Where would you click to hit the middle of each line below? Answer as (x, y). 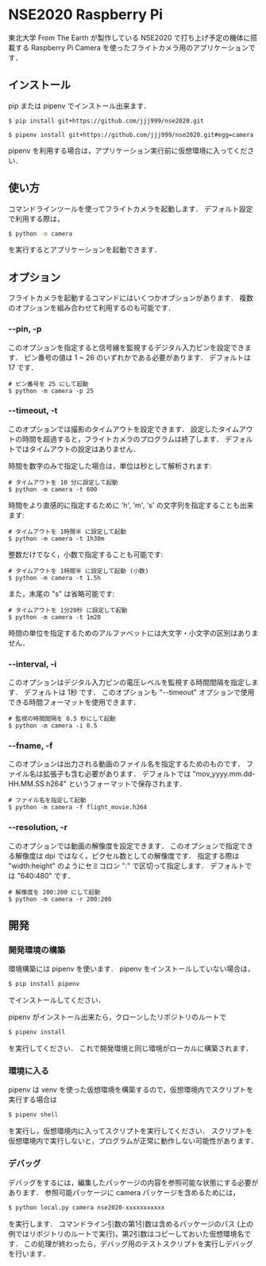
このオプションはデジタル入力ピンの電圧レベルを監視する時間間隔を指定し (130, 683)
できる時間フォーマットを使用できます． (74, 703)
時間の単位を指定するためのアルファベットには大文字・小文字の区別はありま (133, 633)
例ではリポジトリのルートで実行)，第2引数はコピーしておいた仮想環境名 (126, 1233)
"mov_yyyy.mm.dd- (224, 774)
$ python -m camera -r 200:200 (60, 899)
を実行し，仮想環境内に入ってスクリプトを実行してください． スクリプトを (131, 1131)
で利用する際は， (36, 218)
